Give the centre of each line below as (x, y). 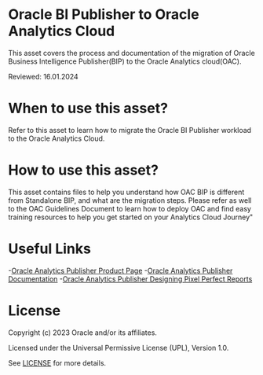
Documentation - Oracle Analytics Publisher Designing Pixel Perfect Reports (130, 279)
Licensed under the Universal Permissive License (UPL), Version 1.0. (119, 347)
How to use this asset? (84, 170)
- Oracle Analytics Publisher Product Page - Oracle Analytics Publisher (121, 270)
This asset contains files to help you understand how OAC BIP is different (126, 192)
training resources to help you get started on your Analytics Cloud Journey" (131, 217)
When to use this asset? (88, 108)
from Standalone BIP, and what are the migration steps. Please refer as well (130, 200)
